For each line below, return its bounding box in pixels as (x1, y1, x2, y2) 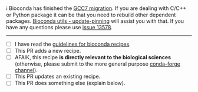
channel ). (14, 67, 38, 74)
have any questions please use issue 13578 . (6, 24, 113, 30)
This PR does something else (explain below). (14, 80, 126, 87)
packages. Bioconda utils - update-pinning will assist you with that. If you (6, 18, 184, 25)
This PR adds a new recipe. (14, 47, 81, 54)
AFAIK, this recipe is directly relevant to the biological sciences (14, 54, 171, 61)
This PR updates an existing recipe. (14, 73, 101, 80)
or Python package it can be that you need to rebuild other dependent (6, 11, 176, 18)
